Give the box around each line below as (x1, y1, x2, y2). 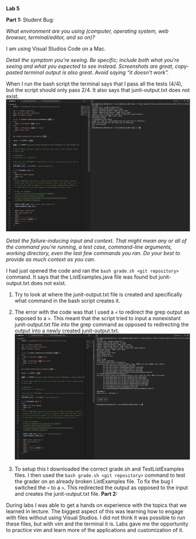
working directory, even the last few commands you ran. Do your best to (6, 249, 181, 256)
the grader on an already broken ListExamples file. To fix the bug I (14, 478, 173, 485)
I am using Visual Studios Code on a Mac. (6, 45, 106, 52)
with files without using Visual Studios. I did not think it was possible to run (6, 514, 185, 521)
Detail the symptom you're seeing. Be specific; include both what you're (6, 57, 180, 63)
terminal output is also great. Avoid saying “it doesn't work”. (24, 69, 169, 75)
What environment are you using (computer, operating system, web (6, 28, 169, 35)
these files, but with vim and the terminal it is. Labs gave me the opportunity (6, 520, 188, 527)
